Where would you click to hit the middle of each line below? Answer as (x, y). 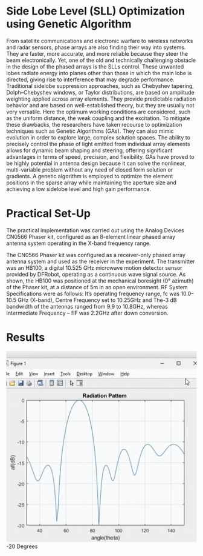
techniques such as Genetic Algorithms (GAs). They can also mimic (90, 131)
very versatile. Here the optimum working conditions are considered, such (98, 112)
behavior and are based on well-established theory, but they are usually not (100, 105)
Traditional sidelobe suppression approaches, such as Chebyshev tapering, (100, 85)
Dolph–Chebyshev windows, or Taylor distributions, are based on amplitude (100, 92)
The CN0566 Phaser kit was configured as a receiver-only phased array (96, 255)
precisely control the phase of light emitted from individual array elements (98, 144)
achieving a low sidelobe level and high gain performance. (79, 189)
